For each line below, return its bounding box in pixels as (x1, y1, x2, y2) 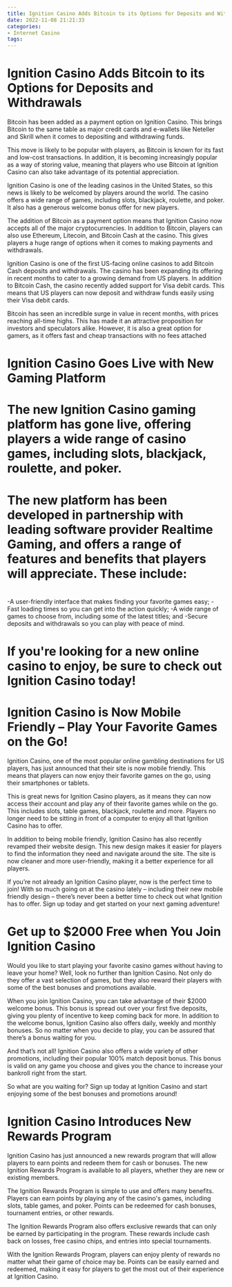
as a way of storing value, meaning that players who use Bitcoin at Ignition (7, 160, 219, 169)
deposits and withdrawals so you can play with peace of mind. (7, 619, 185, 627)
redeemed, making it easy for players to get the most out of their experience (7, 1265, 224, 1273)
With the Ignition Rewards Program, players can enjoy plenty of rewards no (7, 1250, 221, 1258)
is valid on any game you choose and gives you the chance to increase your (7, 1061, 223, 1069)
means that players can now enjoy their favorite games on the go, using (7, 771, 211, 779)
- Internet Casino (7, 29, 60, 37)
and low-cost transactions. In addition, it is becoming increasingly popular (7, 153, 217, 162)
